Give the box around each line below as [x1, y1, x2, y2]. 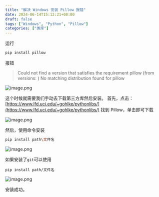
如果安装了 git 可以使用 [5, 156, 51, 162]
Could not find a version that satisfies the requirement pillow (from [17, 70, 154, 75]
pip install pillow [5, 50, 46, 55]
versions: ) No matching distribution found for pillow [17, 75, 125, 81]
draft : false [5, 16, 32, 21]
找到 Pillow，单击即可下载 [100, 107, 153, 112]
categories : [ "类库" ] [5, 26, 49, 31]
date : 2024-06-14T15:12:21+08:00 [5, 12, 75, 17]
